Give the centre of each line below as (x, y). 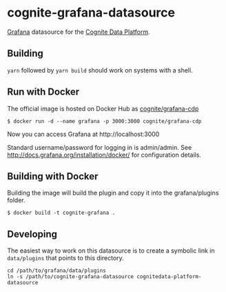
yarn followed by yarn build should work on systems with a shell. (100, 70)
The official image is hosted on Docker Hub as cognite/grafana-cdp (103, 108)
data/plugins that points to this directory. (65, 258)
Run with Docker (43, 92)
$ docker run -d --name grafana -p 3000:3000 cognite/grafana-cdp (104, 121)
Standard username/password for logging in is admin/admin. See (100, 147)
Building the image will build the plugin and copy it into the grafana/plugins (113, 193)
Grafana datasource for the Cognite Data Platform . (79, 32)
